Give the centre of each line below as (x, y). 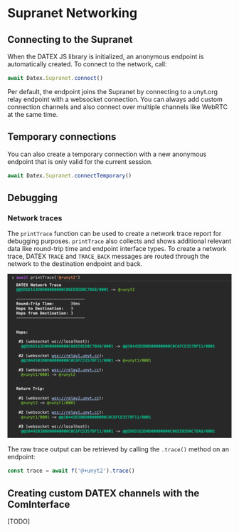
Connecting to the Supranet (70, 40)
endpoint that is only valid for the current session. (80, 161)
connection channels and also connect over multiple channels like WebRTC (118, 107)
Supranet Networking (72, 13)
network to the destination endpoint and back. (75, 264)
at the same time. (33, 114)
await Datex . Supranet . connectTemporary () (70, 175)
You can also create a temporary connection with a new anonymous (107, 154)
